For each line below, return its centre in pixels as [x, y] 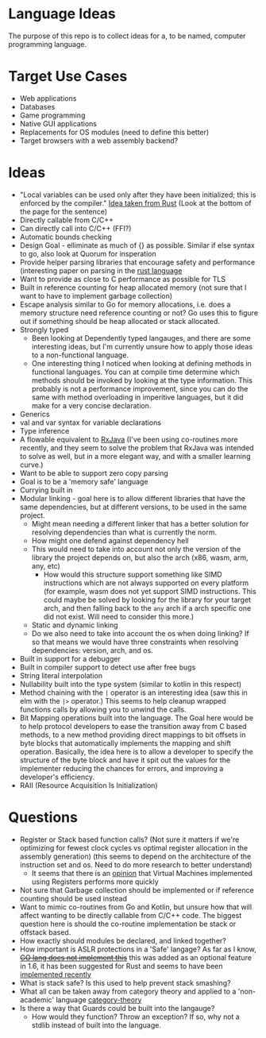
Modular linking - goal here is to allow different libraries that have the [133, 498]
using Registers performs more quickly [95, 882]
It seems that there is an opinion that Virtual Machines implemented [142, 873]
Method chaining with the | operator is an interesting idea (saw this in [133, 693]
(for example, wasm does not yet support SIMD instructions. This [150, 591]
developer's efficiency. [57, 777]
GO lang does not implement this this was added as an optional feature [136, 957]
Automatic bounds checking [66, 237]
